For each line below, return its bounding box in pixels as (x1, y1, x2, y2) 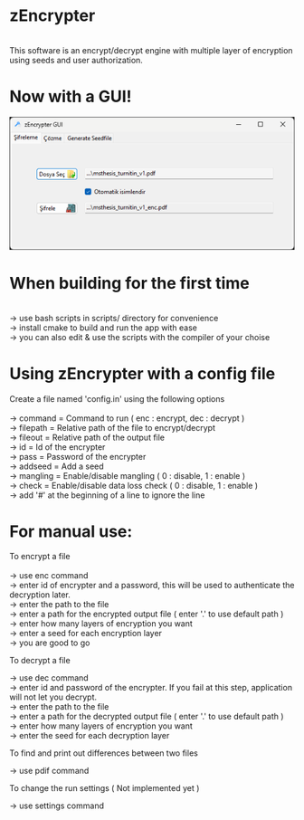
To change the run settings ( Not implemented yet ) (9, 783, 200, 794)
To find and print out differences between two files (9, 748, 199, 758)
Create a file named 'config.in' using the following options (9, 393, 225, 404)
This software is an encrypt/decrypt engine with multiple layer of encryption (9, 44, 293, 55)
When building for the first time (9, 272, 251, 293)
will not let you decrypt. (9, 691, 98, 702)
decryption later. (9, 589, 71, 600)
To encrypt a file (9, 551, 71, 562)
